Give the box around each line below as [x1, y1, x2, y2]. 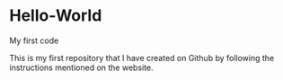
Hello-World [9, 5, 102, 26]
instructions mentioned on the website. [9, 62, 155, 73]
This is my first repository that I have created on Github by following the [9, 52, 275, 63]
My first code [9, 35, 59, 46]
